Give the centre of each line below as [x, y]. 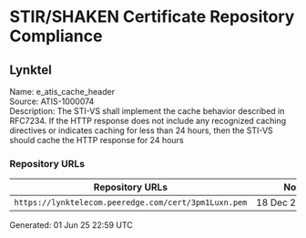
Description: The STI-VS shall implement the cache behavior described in [147, 111]
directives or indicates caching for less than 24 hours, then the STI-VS [141, 130]
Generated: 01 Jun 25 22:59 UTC [71, 225]
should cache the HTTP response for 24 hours [97, 140]
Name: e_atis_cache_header [62, 92]
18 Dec [272, 202]
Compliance [56, 36]
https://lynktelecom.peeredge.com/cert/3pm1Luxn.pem [131, 203]
